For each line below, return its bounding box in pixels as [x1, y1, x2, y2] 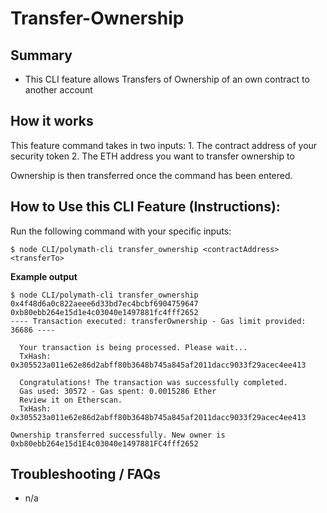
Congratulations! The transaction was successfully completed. [19, 377, 288, 387]
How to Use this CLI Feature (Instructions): [10, 198, 281, 216]
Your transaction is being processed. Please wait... [19, 342, 248, 352]
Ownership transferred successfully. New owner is [10, 430, 226, 440]
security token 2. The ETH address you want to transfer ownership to [10, 150, 295, 162]
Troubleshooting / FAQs [10, 466, 161, 483]
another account [24, 84, 93, 96]
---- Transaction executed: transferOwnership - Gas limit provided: [10, 316, 307, 326]
